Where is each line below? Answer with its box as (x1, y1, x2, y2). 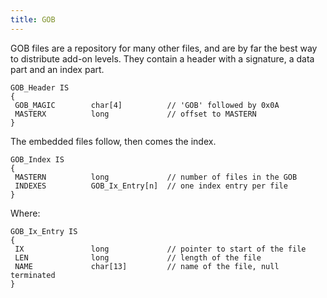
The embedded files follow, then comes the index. (10, 135, 217, 147)
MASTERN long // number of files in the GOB (14, 172, 298, 182)
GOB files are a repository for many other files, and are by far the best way (10, 42, 318, 54)
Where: (10, 207, 41, 219)
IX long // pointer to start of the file (14, 244, 307, 254)
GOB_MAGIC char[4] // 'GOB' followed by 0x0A (14, 100, 280, 110)
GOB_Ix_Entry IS (10, 226, 78, 236)
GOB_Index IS (10, 154, 65, 165)
